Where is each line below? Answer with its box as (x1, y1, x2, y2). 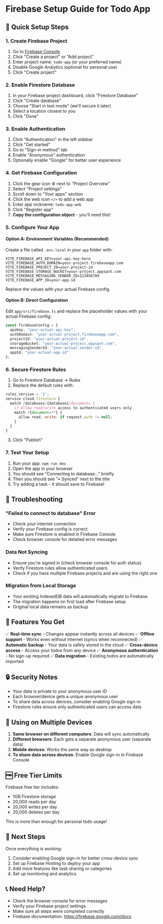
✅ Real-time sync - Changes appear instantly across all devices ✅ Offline (5, 631, 155, 637)
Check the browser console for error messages (12, 898, 108, 903)
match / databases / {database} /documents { (10, 401, 95, 406)
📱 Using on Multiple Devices (5, 718, 92, 726)
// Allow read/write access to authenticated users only (14, 406, 132, 411)
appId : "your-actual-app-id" (10, 350, 69, 355)
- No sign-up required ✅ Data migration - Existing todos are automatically (5, 653, 154, 658)
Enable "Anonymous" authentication (12, 152, 85, 158)
